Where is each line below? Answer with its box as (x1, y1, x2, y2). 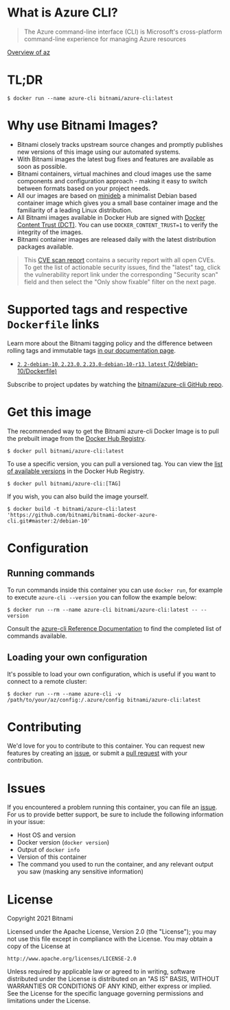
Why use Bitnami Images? (7, 118, 159, 133)
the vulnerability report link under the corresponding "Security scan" (23, 270, 218, 279)
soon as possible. (16, 162, 67, 170)
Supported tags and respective (7, 302, 188, 317)
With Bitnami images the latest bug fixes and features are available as (16, 154, 214, 163)
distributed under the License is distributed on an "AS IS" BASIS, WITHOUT (7, 975, 220, 983)
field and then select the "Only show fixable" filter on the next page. (23, 277, 216, 286)
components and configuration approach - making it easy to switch (16, 176, 208, 185)
